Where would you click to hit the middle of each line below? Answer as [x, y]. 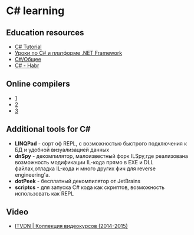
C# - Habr [27, 65]
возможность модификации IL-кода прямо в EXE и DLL [84, 162]
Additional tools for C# [48, 129]
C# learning [35, 11]
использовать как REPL [44, 193]
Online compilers [38, 84]
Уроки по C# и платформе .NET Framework [68, 53]
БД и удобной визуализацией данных [62, 150]
